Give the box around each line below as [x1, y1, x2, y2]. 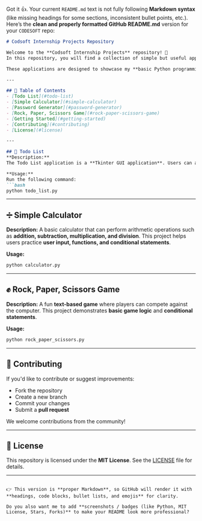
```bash [6, 182, 26, 188]
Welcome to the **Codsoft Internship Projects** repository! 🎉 [6, 49, 168, 55]
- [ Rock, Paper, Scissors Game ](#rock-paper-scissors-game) [6, 110, 161, 116]
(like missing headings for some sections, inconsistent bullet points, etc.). [6, 14, 188, 21]
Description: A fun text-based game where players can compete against [6, 300, 188, 308]
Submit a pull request [14, 406, 69, 413]
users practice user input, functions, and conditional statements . [6, 239, 171, 246]
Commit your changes [14, 399, 70, 406]
